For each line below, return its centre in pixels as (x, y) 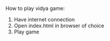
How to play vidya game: (35, 8)
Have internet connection (44, 19)
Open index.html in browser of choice (59, 26)
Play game (26, 32)
